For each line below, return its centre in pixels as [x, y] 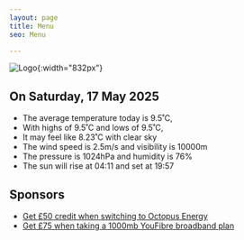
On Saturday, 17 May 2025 [85, 96]
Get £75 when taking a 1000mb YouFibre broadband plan [128, 226]
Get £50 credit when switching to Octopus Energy [115, 216]
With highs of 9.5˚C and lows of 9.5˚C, [93, 128]
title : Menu [32, 26]
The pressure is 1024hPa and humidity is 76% [108, 157]
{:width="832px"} [70, 68]
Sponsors [37, 194]
